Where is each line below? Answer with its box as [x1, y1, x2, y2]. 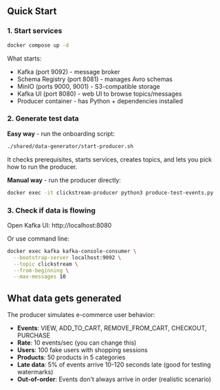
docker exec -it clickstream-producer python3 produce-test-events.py [7, 189, 214, 196]
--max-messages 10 [13, 273, 67, 281]
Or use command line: [7, 234, 70, 243]
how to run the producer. [7, 162, 78, 171]
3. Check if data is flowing [7, 206, 96, 215]
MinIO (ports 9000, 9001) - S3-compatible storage [16, 82, 160, 90]
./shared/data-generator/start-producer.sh [7, 142, 134, 150]
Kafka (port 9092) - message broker [16, 67, 120, 76]
